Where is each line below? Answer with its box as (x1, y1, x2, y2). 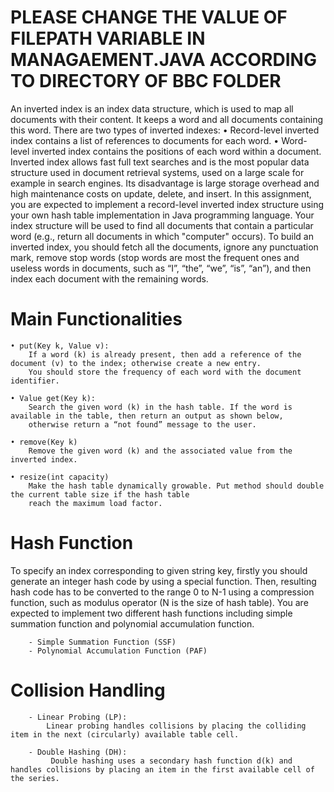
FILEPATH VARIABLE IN (10, 27, 206, 50)
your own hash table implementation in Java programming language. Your (10, 209, 315, 221)
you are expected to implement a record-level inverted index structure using (10, 198, 325, 210)
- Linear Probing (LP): (28, 712, 128, 722)
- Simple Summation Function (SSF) (28, 637, 177, 647)
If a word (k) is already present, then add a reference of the (28, 349, 302, 360)
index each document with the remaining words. (10, 272, 209, 285)
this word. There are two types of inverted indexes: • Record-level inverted (10, 124, 320, 136)
